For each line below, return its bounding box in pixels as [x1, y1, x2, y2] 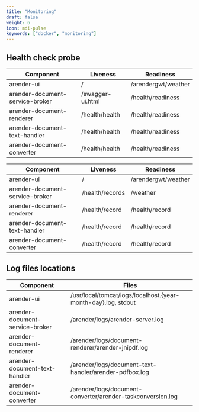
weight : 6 [6, 20, 31, 25]
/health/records [82, 188, 126, 197]
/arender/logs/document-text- [70, 360, 157, 369]
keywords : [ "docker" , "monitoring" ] [6, 31, 97, 37]
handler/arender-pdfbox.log [70, 368, 149, 376]
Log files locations [6, 263, 76, 273]
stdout [117, 298, 136, 307]
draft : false [6, 14, 38, 20]
